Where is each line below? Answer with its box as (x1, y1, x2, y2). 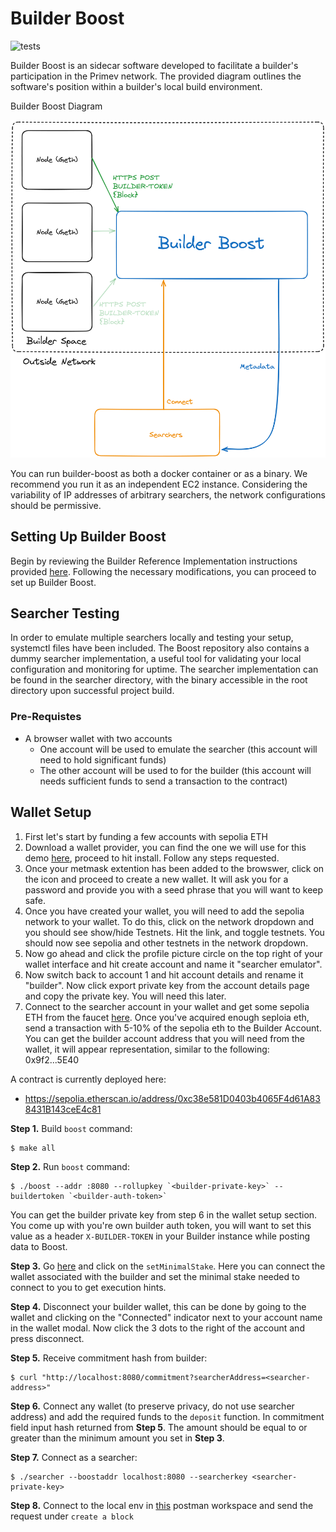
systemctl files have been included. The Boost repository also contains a (10, 642, 310, 654)
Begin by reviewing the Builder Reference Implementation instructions (10, 555, 298, 567)
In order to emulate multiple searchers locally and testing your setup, (10, 632, 294, 644)
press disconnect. (10, 1332, 85, 1344)
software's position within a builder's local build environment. (10, 80, 263, 92)
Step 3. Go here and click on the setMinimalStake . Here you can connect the (10, 1260, 326, 1272)
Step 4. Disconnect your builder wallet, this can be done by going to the (10, 1300, 307, 1312)
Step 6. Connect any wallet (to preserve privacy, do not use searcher (10, 1400, 295, 1412)
